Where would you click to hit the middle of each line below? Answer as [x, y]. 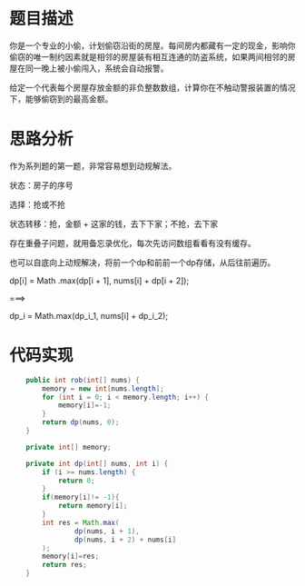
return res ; [65, 565]
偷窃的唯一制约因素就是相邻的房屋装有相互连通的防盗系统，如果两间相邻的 [148, 56]
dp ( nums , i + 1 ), [107, 531]
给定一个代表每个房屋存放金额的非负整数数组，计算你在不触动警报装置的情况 [152, 87]
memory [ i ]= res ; [71, 556]
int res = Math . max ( [81, 522]
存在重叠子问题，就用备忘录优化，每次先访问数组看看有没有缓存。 [133, 243]
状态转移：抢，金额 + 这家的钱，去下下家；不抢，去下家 [114, 223]
